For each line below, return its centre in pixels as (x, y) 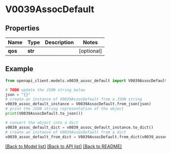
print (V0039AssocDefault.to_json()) (44, 114)
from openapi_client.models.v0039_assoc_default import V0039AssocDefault (86, 81)
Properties (22, 28)
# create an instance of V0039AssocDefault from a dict (66, 132)
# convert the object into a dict (42, 122)
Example (19, 69)
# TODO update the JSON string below (45, 90)
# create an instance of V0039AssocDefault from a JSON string (74, 99)
